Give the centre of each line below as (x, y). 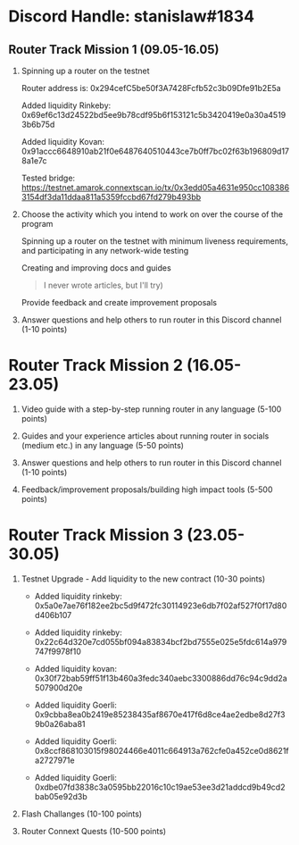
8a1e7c (34, 161)
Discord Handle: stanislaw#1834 (132, 17)
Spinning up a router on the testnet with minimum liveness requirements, (155, 241)
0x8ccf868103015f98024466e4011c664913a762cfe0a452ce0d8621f (162, 750)
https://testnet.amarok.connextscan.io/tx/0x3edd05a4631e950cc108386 (155, 188)
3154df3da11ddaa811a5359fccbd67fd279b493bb (111, 197)
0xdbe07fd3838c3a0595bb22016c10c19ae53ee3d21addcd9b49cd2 (160, 787)
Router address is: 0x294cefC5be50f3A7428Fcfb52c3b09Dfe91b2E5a (151, 88)
